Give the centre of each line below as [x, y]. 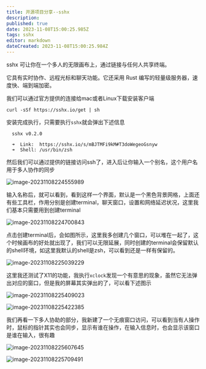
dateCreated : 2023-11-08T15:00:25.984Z [57, 47]
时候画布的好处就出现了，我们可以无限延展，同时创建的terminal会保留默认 [105, 243]
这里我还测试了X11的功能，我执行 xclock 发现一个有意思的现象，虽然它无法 [99, 275]
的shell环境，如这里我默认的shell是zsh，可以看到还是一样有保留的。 [93, 250]
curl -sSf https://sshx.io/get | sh [53, 110]
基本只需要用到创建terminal [46, 210]
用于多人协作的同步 [31, 169]
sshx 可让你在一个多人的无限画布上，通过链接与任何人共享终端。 [88, 64]
